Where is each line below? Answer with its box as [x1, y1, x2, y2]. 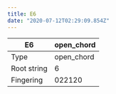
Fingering [11, 75, 43, 85]
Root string [11, 63, 48, 73]
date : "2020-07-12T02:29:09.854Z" [7, 17, 110, 24]
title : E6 [7, 10, 37, 18]
